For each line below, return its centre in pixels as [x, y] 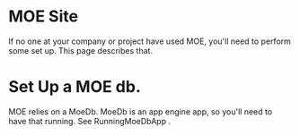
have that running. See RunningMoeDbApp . [90, 121]
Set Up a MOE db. [75, 87]
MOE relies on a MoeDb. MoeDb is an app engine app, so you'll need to [141, 111]
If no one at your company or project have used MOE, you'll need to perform [150, 41]
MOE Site [43, 17]
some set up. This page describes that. [81, 50]
